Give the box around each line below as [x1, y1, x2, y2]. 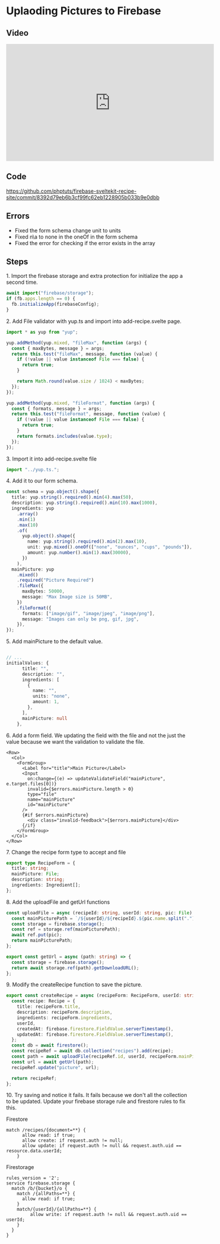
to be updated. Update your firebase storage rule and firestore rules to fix [6, 1098, 186, 1105]
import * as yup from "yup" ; [6, 329, 78, 335]
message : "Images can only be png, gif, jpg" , [21, 616, 139, 622]
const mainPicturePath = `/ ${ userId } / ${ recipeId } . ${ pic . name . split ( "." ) [11, 915, 195, 922]
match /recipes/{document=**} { [6, 1127, 86, 1133]
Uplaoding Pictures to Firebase [6, 4, 161, 18]
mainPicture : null [21, 715, 68, 721]
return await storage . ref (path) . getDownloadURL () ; [11, 965, 139, 971]
